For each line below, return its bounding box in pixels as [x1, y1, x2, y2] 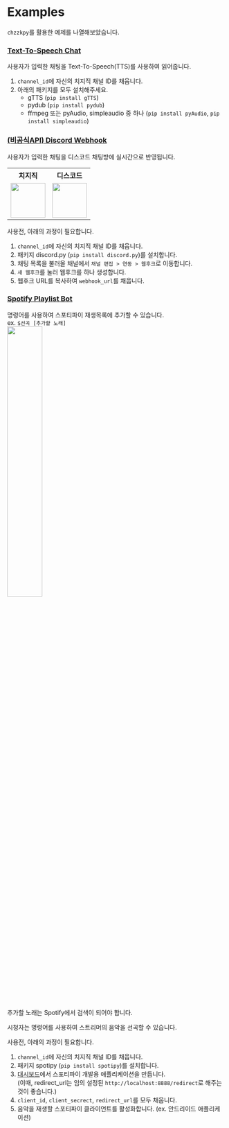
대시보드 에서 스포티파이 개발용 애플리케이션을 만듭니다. [17, 1070, 166, 1078]
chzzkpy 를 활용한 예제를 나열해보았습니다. [7, 28, 120, 36]
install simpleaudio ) [27, 117, 89, 125]
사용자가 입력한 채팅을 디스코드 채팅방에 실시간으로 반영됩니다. [7, 152, 176, 161]
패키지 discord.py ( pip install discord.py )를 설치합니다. [17, 250, 178, 258]
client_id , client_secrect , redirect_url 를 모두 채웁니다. [17, 1095, 178, 1104]
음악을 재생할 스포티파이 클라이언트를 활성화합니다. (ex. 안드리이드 [17, 1104, 196, 1113]
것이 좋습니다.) [17, 1087, 57, 1095]
